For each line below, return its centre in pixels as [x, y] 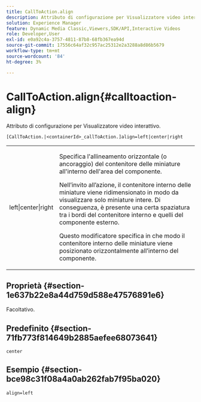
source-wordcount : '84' [36, 56]
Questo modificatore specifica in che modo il [122, 236]
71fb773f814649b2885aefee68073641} [82, 338]
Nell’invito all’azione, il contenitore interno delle [125, 185]
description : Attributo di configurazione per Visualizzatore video [93, 17]
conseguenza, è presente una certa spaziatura [124, 207]
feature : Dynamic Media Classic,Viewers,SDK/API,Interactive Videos [93, 28]
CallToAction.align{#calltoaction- [92, 97]
